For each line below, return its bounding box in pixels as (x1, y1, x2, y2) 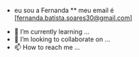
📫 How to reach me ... (13, 43, 80, 51)
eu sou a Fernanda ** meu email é (13, 6, 114, 14)
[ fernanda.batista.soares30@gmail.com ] (13, 14, 133, 22)
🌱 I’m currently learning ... (13, 28, 90, 36)
